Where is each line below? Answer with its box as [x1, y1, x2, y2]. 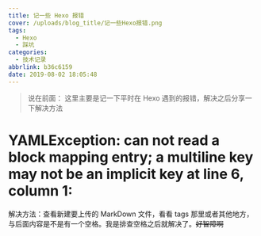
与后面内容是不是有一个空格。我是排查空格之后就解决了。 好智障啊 [8, 219, 224, 228]
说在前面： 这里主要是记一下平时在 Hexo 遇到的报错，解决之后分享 [27, 93, 246, 103]
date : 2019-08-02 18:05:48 [8, 70, 98, 78]
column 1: [8, 181, 73, 200]
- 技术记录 [15, 56, 47, 64]
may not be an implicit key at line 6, [8, 165, 244, 183]
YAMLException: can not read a [8, 131, 221, 149]
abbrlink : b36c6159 [8, 63, 73, 71]
